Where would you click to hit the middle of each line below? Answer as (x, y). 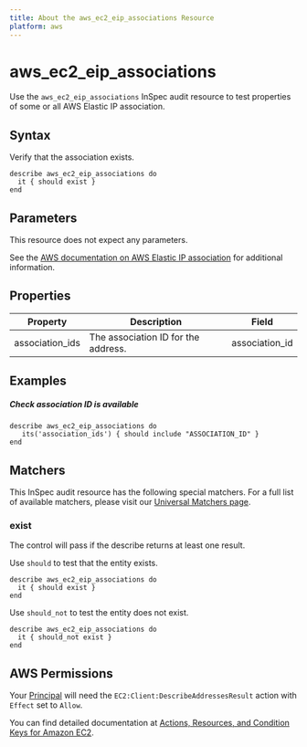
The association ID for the (144, 337)
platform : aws (37, 26)
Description (156, 321)
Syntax (30, 135)
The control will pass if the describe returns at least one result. (127, 545)
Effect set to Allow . (46, 705)
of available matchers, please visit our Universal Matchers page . (130, 502)
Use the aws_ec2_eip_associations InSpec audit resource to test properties (150, 97)
